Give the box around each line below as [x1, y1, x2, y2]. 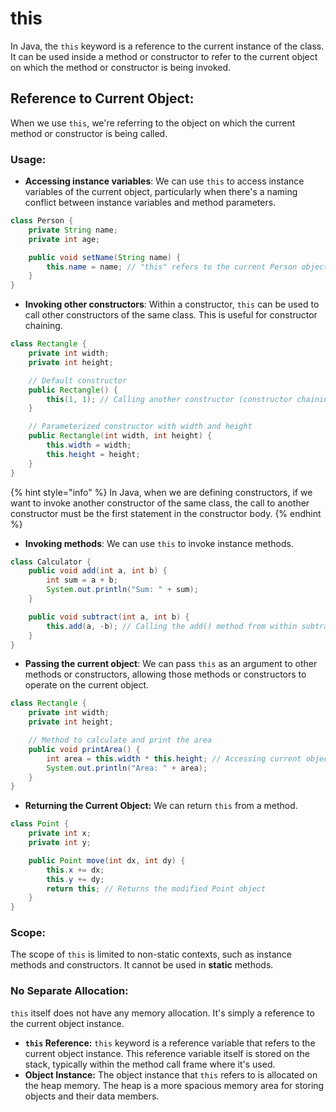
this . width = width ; [46, 440, 132, 451]
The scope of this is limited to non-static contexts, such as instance [10, 948, 292, 961]
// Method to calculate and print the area [28, 735, 213, 746]
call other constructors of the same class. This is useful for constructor [24, 309, 318, 321]
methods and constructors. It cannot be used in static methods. [10, 959, 274, 971]
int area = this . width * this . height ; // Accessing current [46, 753, 302, 764]
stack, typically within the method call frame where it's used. [24, 1058, 276, 1070]
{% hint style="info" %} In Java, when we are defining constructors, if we [10, 486, 313, 498]
